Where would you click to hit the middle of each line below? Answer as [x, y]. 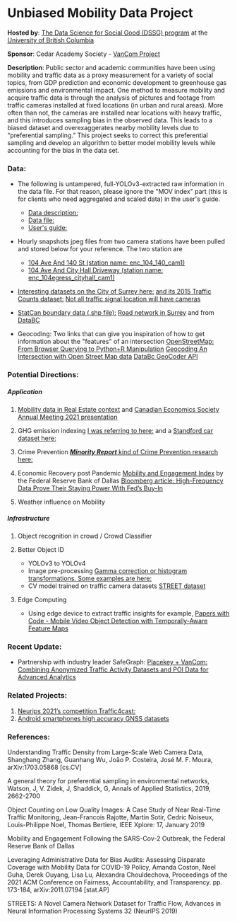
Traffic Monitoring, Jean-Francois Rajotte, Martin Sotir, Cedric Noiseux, [111, 817]
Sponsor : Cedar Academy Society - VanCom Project [84, 54]
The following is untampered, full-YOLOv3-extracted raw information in [121, 184]
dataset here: [37, 438]
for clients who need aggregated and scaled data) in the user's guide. [119, 199]
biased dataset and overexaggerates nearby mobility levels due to [103, 127]
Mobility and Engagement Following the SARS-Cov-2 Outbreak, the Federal [116, 838]
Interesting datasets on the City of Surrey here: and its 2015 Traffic [114, 292]
